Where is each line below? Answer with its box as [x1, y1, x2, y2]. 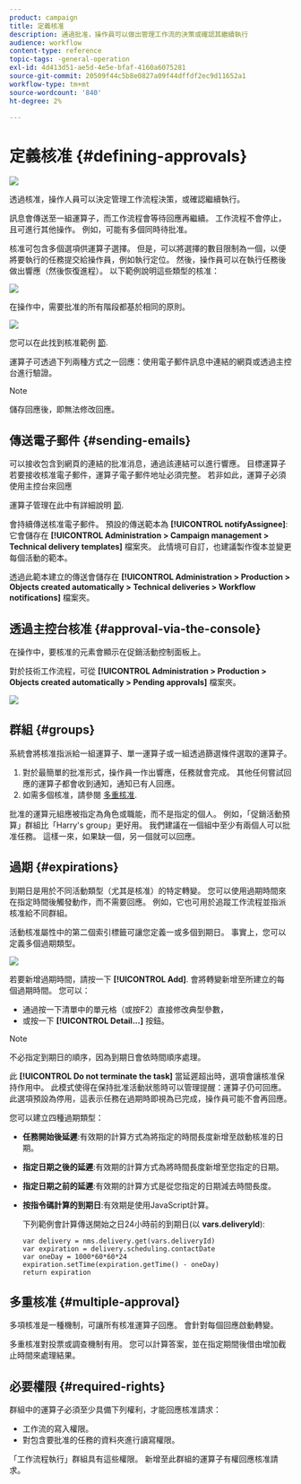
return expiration [21, 1268, 91, 1277]
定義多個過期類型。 [9, 938, 81, 949]
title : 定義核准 [9, 22, 64, 30]
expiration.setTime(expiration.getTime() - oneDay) [21, 1260, 219, 1269]
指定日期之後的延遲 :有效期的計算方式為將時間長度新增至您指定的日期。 [21, 1161, 284, 1172]
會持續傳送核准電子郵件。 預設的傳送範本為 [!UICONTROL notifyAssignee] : [9, 519, 288, 530]
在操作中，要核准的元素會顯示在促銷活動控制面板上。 [9, 647, 206, 657]
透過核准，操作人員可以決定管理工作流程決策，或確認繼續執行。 [9, 194, 245, 204]
